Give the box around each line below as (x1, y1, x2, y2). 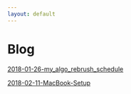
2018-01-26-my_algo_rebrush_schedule (7, 65, 124, 73)
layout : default (7, 10, 56, 18)
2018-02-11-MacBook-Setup (7, 78, 91, 87)
